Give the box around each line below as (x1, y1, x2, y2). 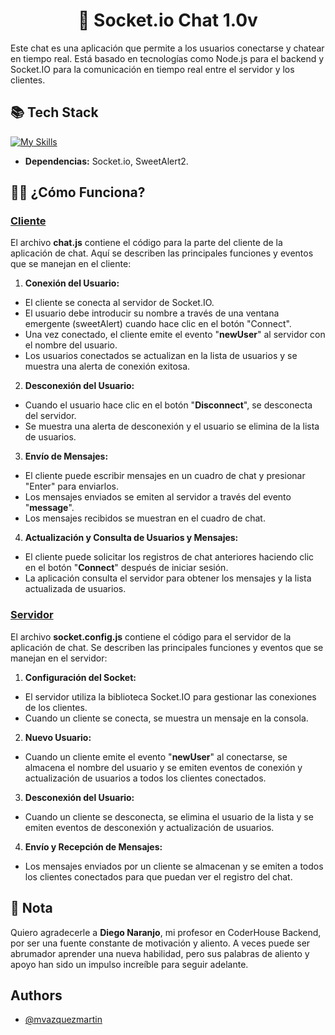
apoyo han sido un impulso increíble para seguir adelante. (10, 958, 249, 970)
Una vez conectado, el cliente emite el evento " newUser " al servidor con (24, 329, 326, 341)
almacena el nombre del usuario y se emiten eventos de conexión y (24, 761, 303, 773)
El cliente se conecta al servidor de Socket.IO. (24, 297, 215, 309)
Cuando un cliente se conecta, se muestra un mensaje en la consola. (24, 712, 309, 724)
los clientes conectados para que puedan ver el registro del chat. (24, 870, 293, 883)
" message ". (24, 502, 75, 514)
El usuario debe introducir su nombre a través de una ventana (24, 307, 280, 319)
